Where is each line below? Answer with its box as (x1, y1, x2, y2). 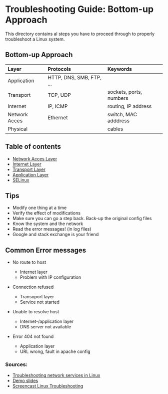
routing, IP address (107, 103, 152, 110)
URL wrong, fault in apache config (19, 348, 91, 354)
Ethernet (47, 114, 68, 121)
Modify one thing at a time (12, 205, 67, 211)
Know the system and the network (12, 221, 83, 227)
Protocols (47, 65, 71, 72)
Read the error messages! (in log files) (12, 226, 91, 232)
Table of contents (5, 142, 61, 151)
